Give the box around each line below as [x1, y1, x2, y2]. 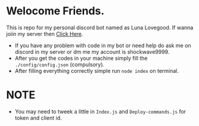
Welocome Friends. [6, 4, 105, 18]
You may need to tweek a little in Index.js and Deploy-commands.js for [14, 107, 186, 115]
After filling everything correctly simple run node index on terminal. [14, 67, 179, 74]
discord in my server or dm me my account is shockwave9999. [14, 48, 170, 55]
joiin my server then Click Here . [6, 30, 83, 37]
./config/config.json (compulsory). [14, 61, 105, 68]
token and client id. [14, 114, 62, 121]
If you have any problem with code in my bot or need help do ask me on [14, 42, 192, 49]
